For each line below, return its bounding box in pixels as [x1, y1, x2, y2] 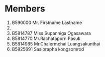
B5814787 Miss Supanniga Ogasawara [11, 30, 91, 36]
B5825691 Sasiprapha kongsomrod [11, 46, 84, 52]
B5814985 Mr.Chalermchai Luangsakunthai [11, 40, 101, 46]
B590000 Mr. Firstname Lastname [11, 19, 82, 25]
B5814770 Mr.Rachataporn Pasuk [11, 35, 81, 41]
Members [4, 3, 45, 14]
